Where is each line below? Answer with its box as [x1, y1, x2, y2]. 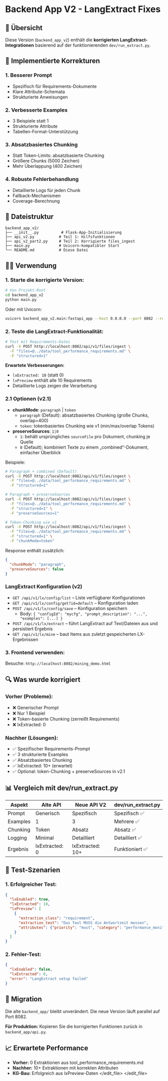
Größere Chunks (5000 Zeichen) [12, 158, 80, 164]
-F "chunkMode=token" [9, 539, 55, 544]
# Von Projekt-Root [5, 288, 46, 293]
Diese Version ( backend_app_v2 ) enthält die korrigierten [5, 37, 119, 43]
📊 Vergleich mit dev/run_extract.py [5, 784, 118, 793]
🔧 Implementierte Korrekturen [5, 57, 100, 65]
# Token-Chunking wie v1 [5, 520, 57, 525]
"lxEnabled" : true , [9, 897, 50, 902]
